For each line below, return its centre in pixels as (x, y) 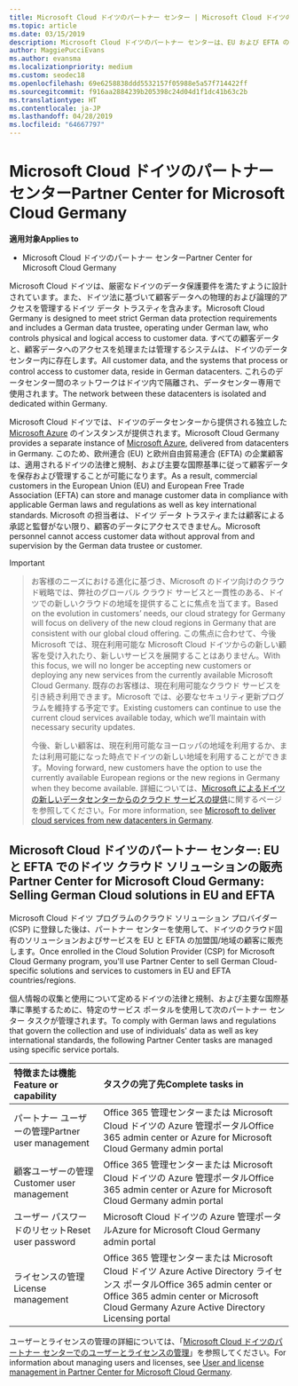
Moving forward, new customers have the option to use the (154, 767)
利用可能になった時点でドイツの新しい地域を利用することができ (163, 756)
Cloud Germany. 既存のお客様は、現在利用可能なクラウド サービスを (156, 685)
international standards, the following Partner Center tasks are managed (141, 1040)
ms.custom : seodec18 (47, 75)
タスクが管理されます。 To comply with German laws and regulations (151, 1020)
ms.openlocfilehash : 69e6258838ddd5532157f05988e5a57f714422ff (129, 83)
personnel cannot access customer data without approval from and (132, 536)
